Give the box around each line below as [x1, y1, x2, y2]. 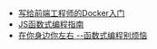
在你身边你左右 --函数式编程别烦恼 [17, 30, 148, 40]
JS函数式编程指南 [17, 19, 84, 29]
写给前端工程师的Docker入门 [17, 8, 125, 18]
